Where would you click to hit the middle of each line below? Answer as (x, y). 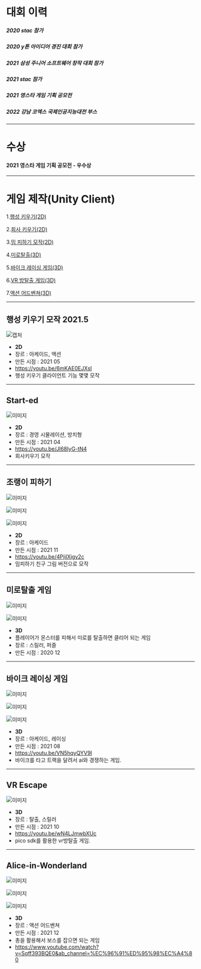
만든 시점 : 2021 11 (36, 550)
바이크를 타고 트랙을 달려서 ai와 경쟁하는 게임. (68, 760)
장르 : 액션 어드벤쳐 (37, 925)
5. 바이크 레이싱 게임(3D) (35, 268)
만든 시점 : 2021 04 (38, 442)
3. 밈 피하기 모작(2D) (30, 242)
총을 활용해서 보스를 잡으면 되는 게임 (57, 940)
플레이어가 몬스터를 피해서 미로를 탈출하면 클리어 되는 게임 (83, 637)
